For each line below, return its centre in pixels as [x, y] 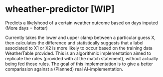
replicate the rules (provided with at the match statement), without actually [82, 58]
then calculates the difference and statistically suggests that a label [74, 42]
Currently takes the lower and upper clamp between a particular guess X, [81, 38]
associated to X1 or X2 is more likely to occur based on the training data [79, 48]
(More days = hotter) [27, 28]
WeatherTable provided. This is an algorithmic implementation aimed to [78, 53]
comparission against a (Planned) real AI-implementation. [64, 69]
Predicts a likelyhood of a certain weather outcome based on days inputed [81, 23]
